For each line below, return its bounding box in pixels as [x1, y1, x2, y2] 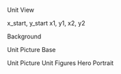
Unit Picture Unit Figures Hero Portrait [7, 59, 114, 67]
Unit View [7, 6, 35, 14]
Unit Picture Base [7, 46, 56, 53]
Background [7, 32, 42, 40]
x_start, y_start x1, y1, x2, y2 [7, 19, 85, 27]
